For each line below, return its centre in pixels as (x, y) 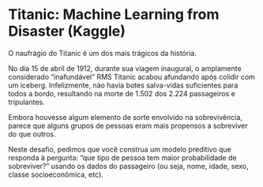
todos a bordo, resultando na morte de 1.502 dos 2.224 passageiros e (122, 93)
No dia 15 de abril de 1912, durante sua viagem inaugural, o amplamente (125, 68)
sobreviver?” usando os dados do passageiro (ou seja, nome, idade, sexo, (128, 166)
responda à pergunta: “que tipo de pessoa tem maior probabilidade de (122, 157)
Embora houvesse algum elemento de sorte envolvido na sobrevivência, (126, 117)
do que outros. (32, 134)
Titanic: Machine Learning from (114, 15)
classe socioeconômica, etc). (56, 174)
